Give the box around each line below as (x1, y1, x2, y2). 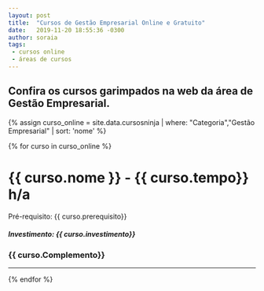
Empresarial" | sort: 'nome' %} (8, 126, 107, 135)
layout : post (8, 11, 51, 20)
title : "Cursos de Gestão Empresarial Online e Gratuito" (8, 19, 206, 27)
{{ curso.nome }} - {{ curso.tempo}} (8, 168, 249, 186)
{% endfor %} (8, 274, 53, 284)
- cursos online (11, 48, 65, 56)
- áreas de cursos (11, 56, 72, 64)
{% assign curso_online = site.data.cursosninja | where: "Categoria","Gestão (8, 117, 255, 127)
